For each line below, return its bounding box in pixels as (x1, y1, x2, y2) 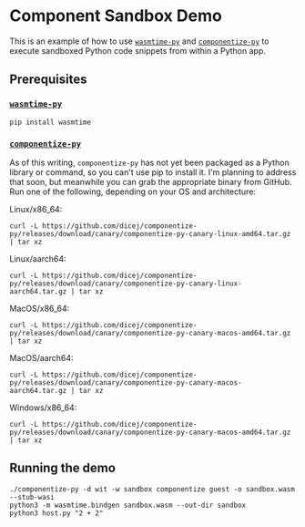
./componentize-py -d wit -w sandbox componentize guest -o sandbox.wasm (9, 484, 296, 493)
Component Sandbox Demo (9, 5, 223, 26)
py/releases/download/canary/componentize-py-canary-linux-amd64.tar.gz (9, 229, 291, 238)
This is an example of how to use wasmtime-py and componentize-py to (9, 36, 269, 46)
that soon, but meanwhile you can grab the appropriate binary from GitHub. (9, 176, 293, 187)
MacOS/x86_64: (9, 303, 70, 314)
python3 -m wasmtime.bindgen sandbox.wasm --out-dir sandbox (9, 501, 247, 510)
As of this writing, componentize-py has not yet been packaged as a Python (9, 157, 290, 168)
